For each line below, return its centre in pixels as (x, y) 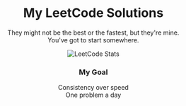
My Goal (93, 72)
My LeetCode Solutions (93, 13)
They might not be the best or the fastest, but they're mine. (93, 33)
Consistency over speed (93, 88)
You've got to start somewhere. (93, 40)
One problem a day (93, 95)
